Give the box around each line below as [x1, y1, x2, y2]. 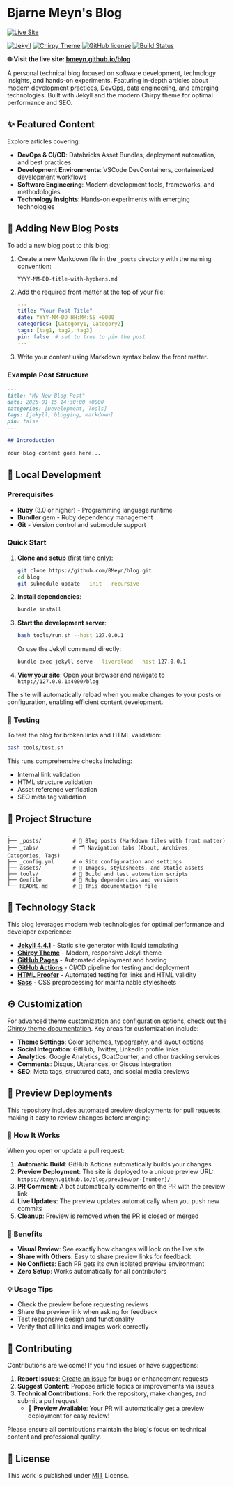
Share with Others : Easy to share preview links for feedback [17, 1252, 192, 1261]
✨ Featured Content [7, 118, 95, 130]
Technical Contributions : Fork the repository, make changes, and [17, 1389, 207, 1398]
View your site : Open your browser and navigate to [17, 671, 165, 680]
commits [17, 1204, 42, 1212]
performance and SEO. [7, 98, 73, 107]
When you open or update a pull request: [7, 1146, 125, 1155]
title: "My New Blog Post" [7, 392, 86, 399]
